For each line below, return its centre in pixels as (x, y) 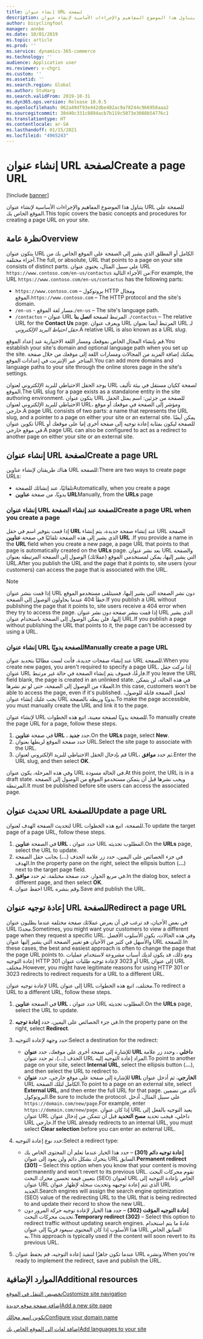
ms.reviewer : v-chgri (34, 68)
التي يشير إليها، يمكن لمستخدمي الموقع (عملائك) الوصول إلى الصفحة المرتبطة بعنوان (101, 557)
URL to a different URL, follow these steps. (59, 992)
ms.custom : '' (24, 74)
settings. (17, 373)
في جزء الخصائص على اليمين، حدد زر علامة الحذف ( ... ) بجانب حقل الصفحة (99, 856)
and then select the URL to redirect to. (71, 1071)
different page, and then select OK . (59, 882)
